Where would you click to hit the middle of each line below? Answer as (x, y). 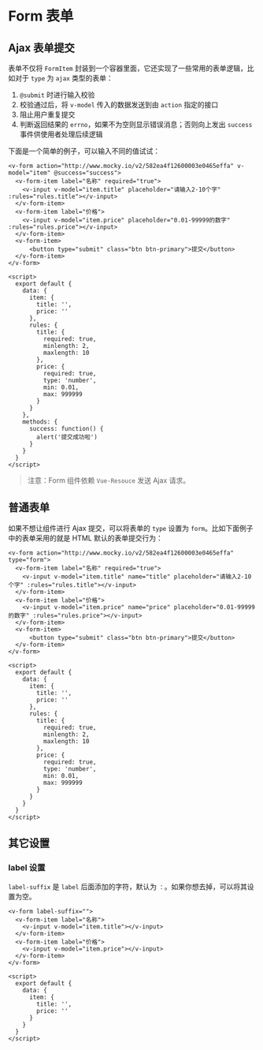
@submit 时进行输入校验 (57, 95)
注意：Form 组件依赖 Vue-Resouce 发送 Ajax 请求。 (109, 480)
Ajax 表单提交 (41, 48)
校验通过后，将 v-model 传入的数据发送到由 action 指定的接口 (119, 105)
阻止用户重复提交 (47, 114)
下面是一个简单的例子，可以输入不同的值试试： (84, 151)
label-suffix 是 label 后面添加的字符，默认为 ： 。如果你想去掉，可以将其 (128, 886)
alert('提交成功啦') (67, 437)
